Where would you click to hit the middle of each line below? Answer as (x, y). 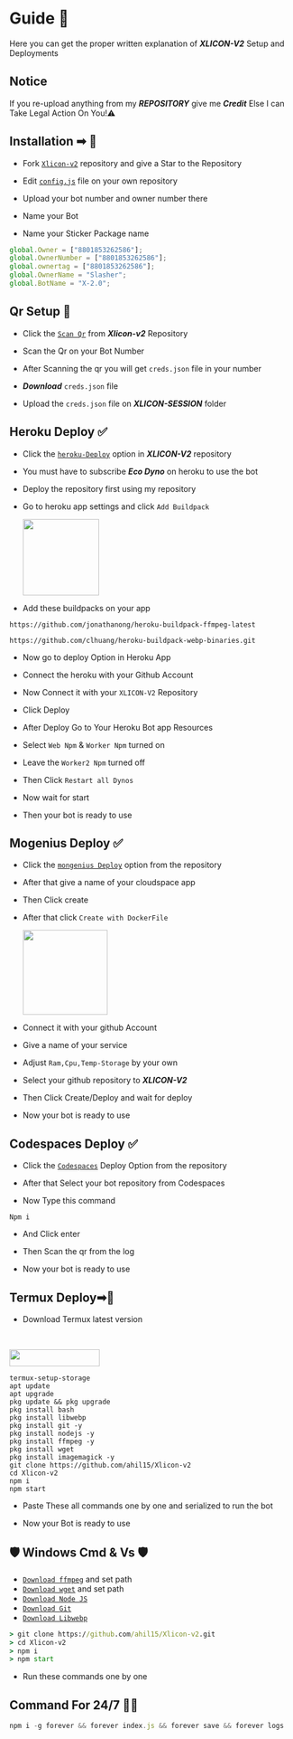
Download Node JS (55, 1599)
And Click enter (51, 1234)
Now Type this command (69, 1201)
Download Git (47, 1609)
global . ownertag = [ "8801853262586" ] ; (82, 267)
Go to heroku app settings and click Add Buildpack (116, 506)
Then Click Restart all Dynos (78, 780)
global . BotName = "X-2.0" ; (60, 284)
